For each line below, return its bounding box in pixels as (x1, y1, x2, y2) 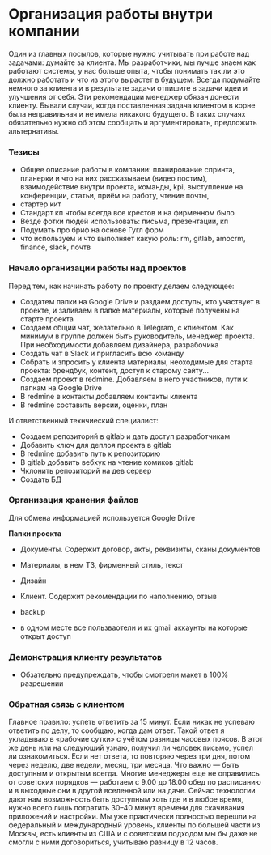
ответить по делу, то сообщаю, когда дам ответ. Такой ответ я (8, 725, 225, 735)
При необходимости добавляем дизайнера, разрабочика (19, 339, 219, 349)
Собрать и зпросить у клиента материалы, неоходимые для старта (19, 357, 253, 367)
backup (19, 606, 46, 616)
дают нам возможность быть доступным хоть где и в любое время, (8, 794, 244, 804)
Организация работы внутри (8, 5, 213, 23)
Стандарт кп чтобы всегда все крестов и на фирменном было (19, 208, 235, 218)
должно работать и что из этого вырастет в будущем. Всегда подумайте (8, 74, 260, 84)
